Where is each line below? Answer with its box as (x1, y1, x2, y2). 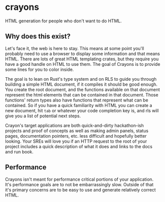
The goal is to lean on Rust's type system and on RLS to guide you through (5, 76, 157, 82)
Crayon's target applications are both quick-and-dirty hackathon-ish (5, 122, 144, 128)
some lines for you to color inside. (5, 66, 74, 72)
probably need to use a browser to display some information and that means (5, 50, 160, 56)
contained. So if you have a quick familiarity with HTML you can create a (5, 102, 153, 108)
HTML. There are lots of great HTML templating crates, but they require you (5, 56, 159, 62)
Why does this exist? (5, 32, 70, 41)
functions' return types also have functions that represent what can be (5, 97, 149, 103)
